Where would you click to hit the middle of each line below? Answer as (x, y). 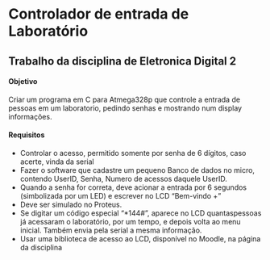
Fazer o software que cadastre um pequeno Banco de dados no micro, (137, 170)
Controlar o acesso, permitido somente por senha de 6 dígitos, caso (133, 153)
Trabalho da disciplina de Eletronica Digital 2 (123, 61)
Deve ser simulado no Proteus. (71, 204)
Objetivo (23, 82)
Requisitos (27, 135)
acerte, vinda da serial (57, 161)
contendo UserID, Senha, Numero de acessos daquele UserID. (123, 178)
